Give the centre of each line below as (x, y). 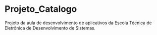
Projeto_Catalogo (41, 9)
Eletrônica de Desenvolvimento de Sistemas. (50, 28)
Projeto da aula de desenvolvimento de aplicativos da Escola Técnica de (78, 23)
